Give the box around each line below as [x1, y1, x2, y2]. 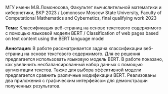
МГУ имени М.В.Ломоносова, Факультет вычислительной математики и [5, 5, 162, 10]
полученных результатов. [5, 83, 61, 89]
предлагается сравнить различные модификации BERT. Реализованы [5, 72, 156, 78]
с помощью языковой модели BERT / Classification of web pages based [5, 30, 159, 36]
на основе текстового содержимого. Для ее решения [24, 51, 141, 57]
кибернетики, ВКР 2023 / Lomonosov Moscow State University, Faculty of [5, 10, 162, 16]
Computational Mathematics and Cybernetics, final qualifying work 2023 [5, 15, 157, 21]
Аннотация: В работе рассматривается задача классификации [5, 45, 143, 51]
